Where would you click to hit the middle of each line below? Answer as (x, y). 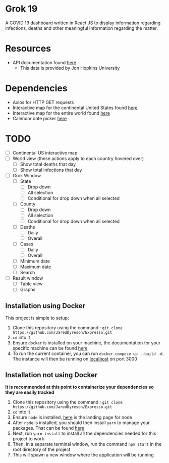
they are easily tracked (30, 392)
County (28, 204)
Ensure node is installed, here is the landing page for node (72, 417)
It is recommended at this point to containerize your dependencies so (79, 387)
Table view (31, 284)
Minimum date (35, 261)
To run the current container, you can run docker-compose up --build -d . (88, 353)
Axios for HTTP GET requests (43, 102)
